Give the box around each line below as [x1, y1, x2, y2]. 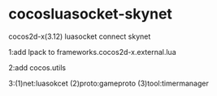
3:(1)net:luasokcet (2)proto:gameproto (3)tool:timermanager [8, 78, 209, 88]
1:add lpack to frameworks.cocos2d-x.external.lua [8, 47, 176, 56]
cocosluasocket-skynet [8, 5, 173, 23]
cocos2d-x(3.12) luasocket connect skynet [8, 31, 151, 41]
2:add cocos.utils [8, 62, 67, 73]
